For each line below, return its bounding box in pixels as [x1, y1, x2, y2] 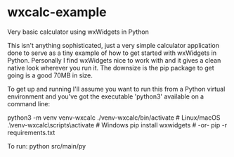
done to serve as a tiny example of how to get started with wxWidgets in [7, 49, 216, 57]
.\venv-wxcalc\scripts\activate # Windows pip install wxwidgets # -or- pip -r [7, 120, 227, 129]
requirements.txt [7, 128, 56, 137]
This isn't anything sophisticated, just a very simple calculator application [7, 41, 220, 49]
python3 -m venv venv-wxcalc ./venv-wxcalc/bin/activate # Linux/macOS [7, 113, 221, 122]
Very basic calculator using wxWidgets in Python [7, 27, 150, 36]
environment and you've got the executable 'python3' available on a [7, 92, 204, 101]
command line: [7, 99, 51, 108]
